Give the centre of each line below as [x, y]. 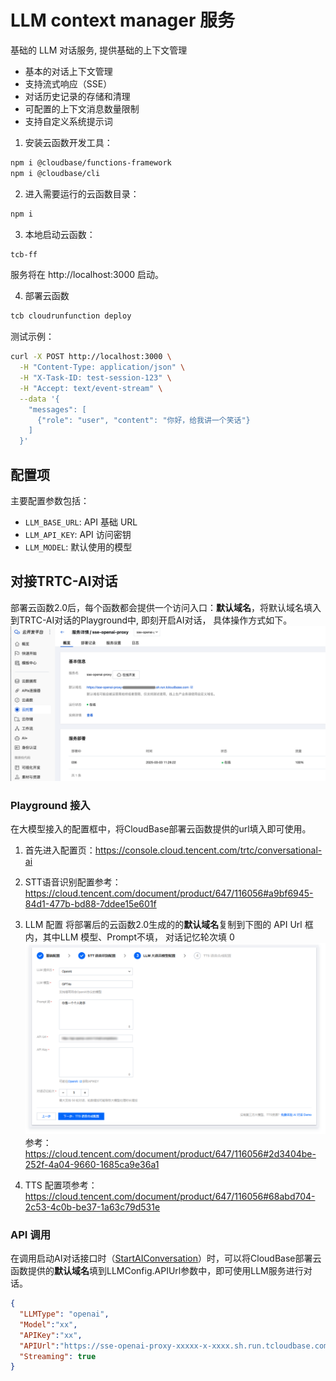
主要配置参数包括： [50, 500]
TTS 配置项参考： [61, 1185]
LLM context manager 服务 [122, 20]
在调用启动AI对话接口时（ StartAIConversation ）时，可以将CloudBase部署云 [166, 1258]
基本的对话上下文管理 [68, 71]
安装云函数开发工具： [68, 142]
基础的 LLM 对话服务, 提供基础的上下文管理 [99, 50]
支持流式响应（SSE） [68, 83]
